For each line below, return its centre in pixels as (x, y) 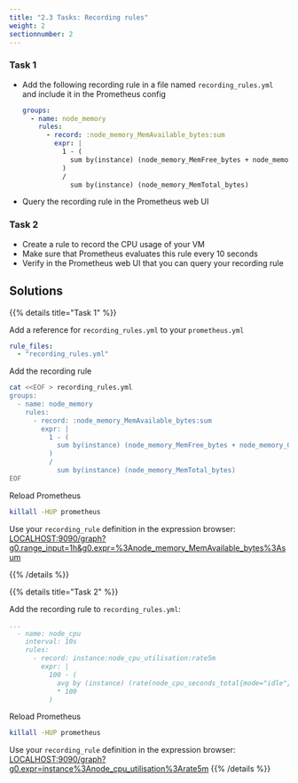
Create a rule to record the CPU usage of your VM (114, 244)
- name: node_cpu (49, 634)
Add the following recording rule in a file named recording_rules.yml (148, 85)
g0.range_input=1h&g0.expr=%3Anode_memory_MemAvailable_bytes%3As (148, 547)
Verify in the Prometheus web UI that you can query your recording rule (153, 262)
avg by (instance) (90, 683)
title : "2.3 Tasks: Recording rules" (79, 17)
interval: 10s (51, 642)
